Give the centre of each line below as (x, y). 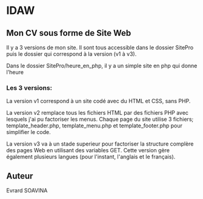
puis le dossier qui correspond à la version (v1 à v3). (72, 54)
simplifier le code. (28, 132)
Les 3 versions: (29, 87)
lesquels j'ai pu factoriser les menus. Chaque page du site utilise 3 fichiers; (100, 120)
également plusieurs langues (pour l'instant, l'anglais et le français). (91, 157)
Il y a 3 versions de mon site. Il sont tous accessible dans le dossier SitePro (100, 47)
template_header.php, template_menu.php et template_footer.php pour (95, 126)
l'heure (15, 72)
